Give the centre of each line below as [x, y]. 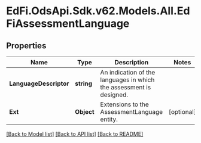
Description [132, 62]
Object [84, 112]
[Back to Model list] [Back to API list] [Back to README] [75, 134]
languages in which [127, 80]
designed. [114, 95]
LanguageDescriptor [39, 83]
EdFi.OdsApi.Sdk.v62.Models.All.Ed [98, 11]
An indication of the [128, 72]
